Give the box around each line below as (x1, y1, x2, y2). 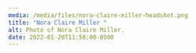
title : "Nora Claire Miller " (8, 19, 108, 26)
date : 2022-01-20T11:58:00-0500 (8, 33, 114, 41)
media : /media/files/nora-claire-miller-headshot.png (8, 11, 189, 19)
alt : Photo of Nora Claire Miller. (8, 26, 125, 34)
